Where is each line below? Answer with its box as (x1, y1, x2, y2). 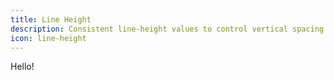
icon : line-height (10, 33, 87, 43)
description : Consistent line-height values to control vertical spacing (10, 24, 325, 34)
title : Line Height (10, 14, 92, 25)
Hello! (10, 61, 35, 73)
